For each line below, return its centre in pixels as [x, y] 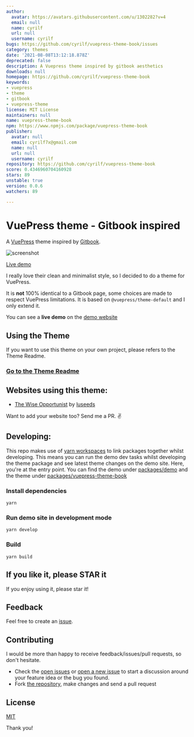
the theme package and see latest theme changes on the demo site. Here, [95, 463]
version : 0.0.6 [25, 186]
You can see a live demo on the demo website [62, 317]
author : [15, 11]
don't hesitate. [23, 660]
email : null [26, 22]
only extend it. [23, 306]
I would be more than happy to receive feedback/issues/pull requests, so [94, 654]
